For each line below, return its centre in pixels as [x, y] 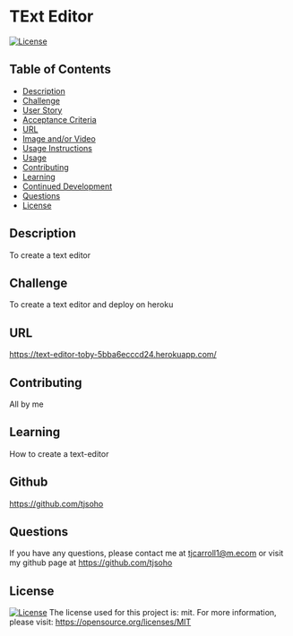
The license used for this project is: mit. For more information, [163, 613]
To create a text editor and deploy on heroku [91, 305]
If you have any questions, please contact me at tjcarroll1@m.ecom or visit [146, 554]
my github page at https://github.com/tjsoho [91, 563]
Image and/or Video [59, 138]
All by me [26, 404]
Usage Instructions [57, 148]
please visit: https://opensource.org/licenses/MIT [100, 622]
